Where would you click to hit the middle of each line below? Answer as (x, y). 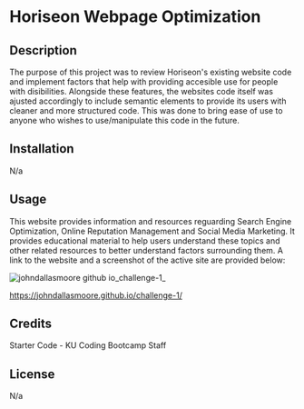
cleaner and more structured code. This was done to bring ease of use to (146, 110)
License (32, 374)
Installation (42, 149)
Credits (31, 324)
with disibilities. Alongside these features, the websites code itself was (142, 91)
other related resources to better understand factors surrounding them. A (147, 250)
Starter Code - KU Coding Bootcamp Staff (88, 345)
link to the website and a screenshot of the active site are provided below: (147, 260)
